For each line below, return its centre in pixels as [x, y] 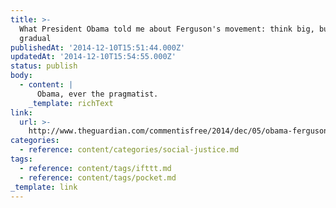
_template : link [44, 187]
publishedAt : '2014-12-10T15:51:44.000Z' [98, 47]
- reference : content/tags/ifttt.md [95, 168]
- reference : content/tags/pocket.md [98, 177]
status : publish [44, 66]
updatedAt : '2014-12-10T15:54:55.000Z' [93, 57]
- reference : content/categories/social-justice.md [129, 150]
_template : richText [71, 103]
